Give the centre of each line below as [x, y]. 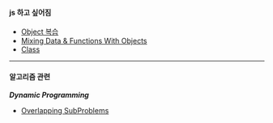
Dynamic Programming [49, 95]
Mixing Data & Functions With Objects [84, 41]
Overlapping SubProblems [65, 111]
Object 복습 [40, 32]
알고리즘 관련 [30, 76]
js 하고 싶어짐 [30, 12]
